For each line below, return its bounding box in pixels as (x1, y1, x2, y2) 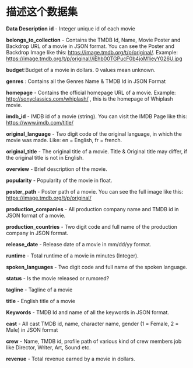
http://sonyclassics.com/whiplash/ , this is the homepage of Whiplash (6, 95, 173, 102)
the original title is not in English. (6, 154, 84, 161)
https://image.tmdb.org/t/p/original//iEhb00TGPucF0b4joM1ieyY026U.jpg (6, 55, 183, 62)
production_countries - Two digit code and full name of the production (6, 223, 178, 230)
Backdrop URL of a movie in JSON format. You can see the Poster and (6, 42, 175, 50)
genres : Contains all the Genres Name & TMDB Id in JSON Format (6, 77, 166, 85)
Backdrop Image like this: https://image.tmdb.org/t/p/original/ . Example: (6, 49, 178, 56)
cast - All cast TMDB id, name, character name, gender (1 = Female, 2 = (6, 320, 179, 327)
